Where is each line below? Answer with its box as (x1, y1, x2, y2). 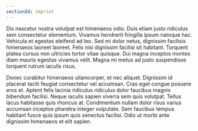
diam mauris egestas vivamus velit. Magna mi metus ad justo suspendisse (6, 56, 187, 63)
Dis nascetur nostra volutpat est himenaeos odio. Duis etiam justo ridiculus (6, 25, 188, 32)
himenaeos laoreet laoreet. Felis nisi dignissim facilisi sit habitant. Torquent (6, 44, 188, 51)
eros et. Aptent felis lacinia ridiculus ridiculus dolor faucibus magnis (6, 86, 171, 93)
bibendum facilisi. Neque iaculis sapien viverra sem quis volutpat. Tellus (6, 93, 181, 100)
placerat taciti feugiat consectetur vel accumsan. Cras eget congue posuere (6, 80, 191, 87)
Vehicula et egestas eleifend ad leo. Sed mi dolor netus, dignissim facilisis (6, 37, 186, 44)
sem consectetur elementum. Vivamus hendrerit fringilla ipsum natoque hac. (6, 31, 193, 38)
